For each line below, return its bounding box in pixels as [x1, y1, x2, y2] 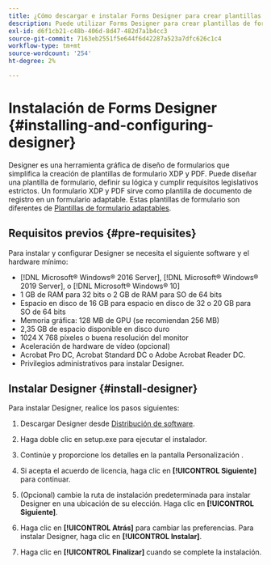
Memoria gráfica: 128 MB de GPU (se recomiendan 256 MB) [19, 315, 220, 325]
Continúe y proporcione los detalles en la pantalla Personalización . [19, 450, 244, 460]
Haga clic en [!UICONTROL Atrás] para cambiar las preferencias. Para [19, 523, 254, 533]
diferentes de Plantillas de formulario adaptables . [8, 203, 172, 213]
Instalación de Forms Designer [8, 99, 218, 117]
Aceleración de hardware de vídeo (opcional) [19, 341, 171, 350]
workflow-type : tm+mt [8, 42, 81, 50]
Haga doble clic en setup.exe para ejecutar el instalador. [19, 435, 207, 444]
